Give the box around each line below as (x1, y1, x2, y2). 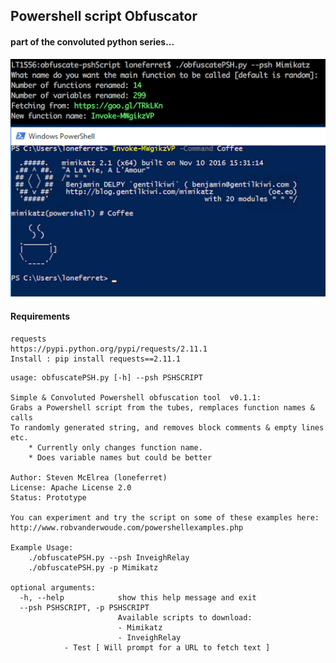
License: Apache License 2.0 (10, 482, 132, 493)
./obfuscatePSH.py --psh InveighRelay (28, 552, 190, 563)
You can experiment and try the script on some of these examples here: (10, 512, 320, 523)
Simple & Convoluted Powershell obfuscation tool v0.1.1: (10, 392, 262, 403)
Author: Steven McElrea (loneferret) (10, 472, 168, 483)
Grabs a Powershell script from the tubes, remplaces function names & (10, 402, 315, 413)
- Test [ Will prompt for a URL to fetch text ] (63, 642, 271, 653)
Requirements (10, 310, 71, 323)
